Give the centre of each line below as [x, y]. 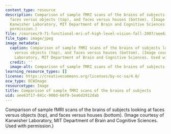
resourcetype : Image [27, 86]
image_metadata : [22, 43]
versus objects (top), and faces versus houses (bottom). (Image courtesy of [85, 115]
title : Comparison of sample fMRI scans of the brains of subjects [78, 90]
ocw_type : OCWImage [26, 81]
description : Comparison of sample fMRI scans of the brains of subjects [85, 15]
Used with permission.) [30, 126]
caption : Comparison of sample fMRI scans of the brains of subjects [85, 48]
